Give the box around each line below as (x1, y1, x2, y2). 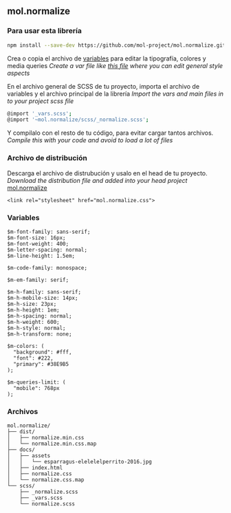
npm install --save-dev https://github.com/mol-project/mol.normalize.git (7, 41, 226, 49)
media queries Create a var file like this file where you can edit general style (7, 61, 223, 69)
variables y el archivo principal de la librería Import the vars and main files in (7, 89, 224, 98)
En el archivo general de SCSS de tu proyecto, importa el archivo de (7, 82, 200, 90)
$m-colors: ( (7, 342, 45, 349)
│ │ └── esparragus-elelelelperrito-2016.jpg (7, 459, 153, 466)
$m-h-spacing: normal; (7, 312, 72, 319)
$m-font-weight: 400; (7, 240, 69, 247)
